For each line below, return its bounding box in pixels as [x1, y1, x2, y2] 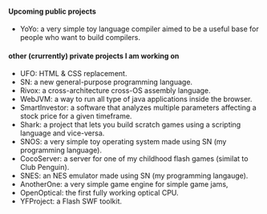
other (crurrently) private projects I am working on [8, 50, 180, 60]
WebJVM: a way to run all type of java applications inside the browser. [19, 95, 253, 104]
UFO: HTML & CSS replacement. [19, 69, 127, 79]
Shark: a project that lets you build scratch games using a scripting [19, 120, 241, 130]
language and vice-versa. [19, 128, 105, 138]
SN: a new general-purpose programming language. [19, 77, 193, 87]
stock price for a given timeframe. [19, 111, 132, 121]
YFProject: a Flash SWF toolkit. [19, 196, 123, 206]
